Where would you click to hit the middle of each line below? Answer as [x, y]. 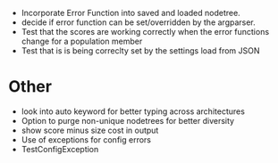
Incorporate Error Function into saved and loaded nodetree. [131, 13]
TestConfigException [60, 149]
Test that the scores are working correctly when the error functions [145, 32]
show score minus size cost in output [90, 130]
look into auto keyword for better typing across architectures [133, 111]
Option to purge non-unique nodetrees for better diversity [127, 120]
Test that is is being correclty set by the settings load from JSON [140, 51]
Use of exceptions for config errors [86, 139]
